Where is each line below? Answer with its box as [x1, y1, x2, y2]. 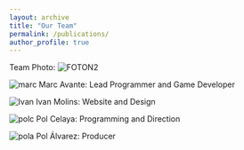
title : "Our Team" [9, 21, 77, 30]
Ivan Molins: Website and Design [35, 97, 156, 107]
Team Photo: [9, 62, 56, 73]
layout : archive [9, 12, 69, 22]
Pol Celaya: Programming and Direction [36, 114, 181, 124]
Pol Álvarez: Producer [36, 130, 116, 142]
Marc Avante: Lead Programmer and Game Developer [38, 79, 236, 90]
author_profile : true [9, 37, 90, 47]
